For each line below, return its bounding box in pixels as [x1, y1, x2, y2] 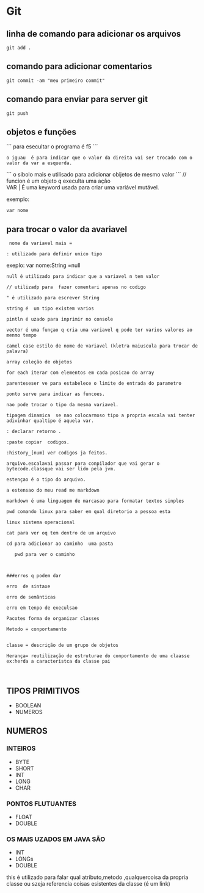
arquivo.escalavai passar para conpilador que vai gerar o [6, 461, 160, 467]
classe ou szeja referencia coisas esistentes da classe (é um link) [6, 880, 171, 888]
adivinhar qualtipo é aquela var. [6, 418, 95, 424]
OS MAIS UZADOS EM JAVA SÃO [6, 835, 106, 844]
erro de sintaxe [6, 583, 51, 590]
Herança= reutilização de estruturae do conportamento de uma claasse [6, 653, 190, 659]
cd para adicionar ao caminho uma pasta [6, 541, 114, 547]
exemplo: [6, 195, 29, 203]
